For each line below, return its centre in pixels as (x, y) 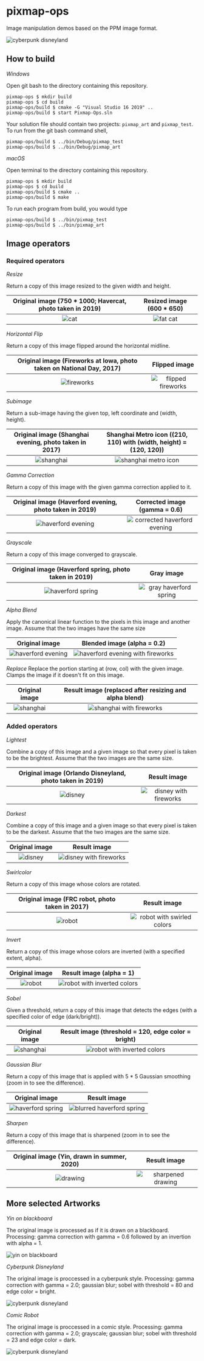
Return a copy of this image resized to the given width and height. (89, 286)
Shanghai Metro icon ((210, (147, 435)
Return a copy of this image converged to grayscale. (72, 554)
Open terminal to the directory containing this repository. (77, 170)
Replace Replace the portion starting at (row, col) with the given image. (95, 669)
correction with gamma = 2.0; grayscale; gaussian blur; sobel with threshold (102, 1333)
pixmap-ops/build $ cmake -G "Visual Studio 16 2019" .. (80, 107)
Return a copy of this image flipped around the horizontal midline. (88, 346)
